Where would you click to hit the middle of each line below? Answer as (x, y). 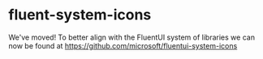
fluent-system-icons (80, 15)
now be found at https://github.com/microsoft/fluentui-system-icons (123, 45)
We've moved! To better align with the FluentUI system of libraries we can (132, 37)
